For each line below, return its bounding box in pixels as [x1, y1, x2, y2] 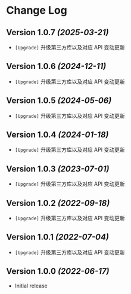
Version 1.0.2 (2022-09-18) [6, 198, 110, 208]
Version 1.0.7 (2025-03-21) [6, 27, 109, 37]
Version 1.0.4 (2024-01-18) [6, 130, 109, 140]
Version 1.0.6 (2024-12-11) [6, 61, 107, 71]
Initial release [14, 282, 48, 289]
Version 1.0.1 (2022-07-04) [6, 232, 109, 242]
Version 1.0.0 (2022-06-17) [6, 266, 110, 277]
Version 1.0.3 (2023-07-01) [6, 164, 110, 174]
